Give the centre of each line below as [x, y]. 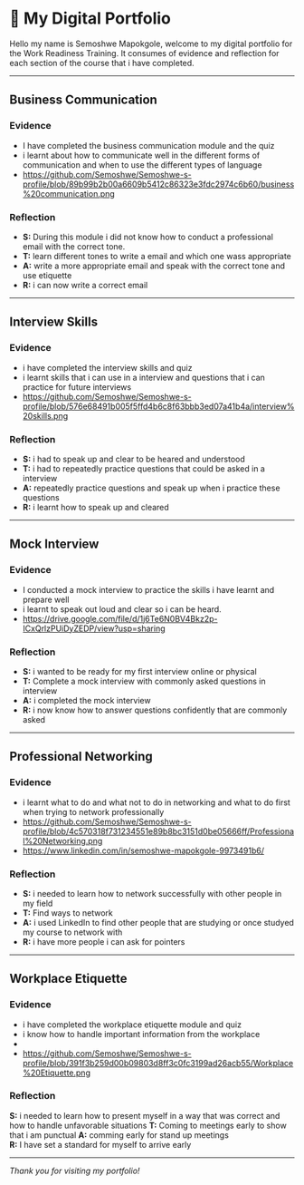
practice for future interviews [77, 387]
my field [38, 903]
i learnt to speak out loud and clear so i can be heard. [122, 609]
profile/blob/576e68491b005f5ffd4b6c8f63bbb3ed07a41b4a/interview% [158, 406]
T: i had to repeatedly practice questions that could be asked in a [143, 468]
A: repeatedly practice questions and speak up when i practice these [151, 488]
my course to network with [72, 932]
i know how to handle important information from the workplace [141, 1034]
